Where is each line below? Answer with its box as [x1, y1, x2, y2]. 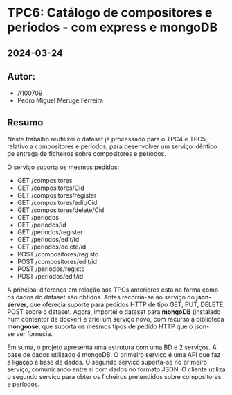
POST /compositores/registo [17, 250, 99, 258]
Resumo [7, 116, 44, 128]
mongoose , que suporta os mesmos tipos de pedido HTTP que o [7, 322, 193, 331]
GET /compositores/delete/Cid [17, 206, 105, 214]
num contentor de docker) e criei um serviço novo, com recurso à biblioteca [7, 315, 224, 324]
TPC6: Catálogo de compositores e [7, 5, 213, 21]
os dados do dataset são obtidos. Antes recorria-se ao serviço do [7, 293, 195, 301]
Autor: [7, 71, 36, 82]
